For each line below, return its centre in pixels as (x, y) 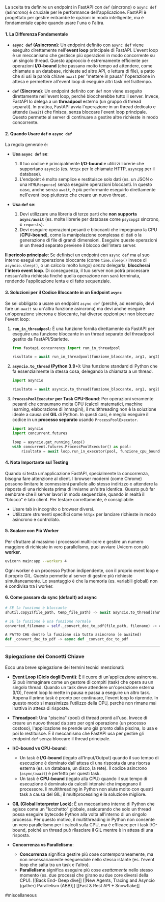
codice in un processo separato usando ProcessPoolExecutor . (75, 420)
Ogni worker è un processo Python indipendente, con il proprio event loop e (82, 571)
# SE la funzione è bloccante (36, 608)
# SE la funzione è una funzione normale (48, 621)
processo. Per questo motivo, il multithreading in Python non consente (83, 819)
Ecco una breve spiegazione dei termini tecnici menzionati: (65, 667)
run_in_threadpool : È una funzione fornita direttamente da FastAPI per (83, 329)
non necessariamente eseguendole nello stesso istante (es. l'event (87, 859)
